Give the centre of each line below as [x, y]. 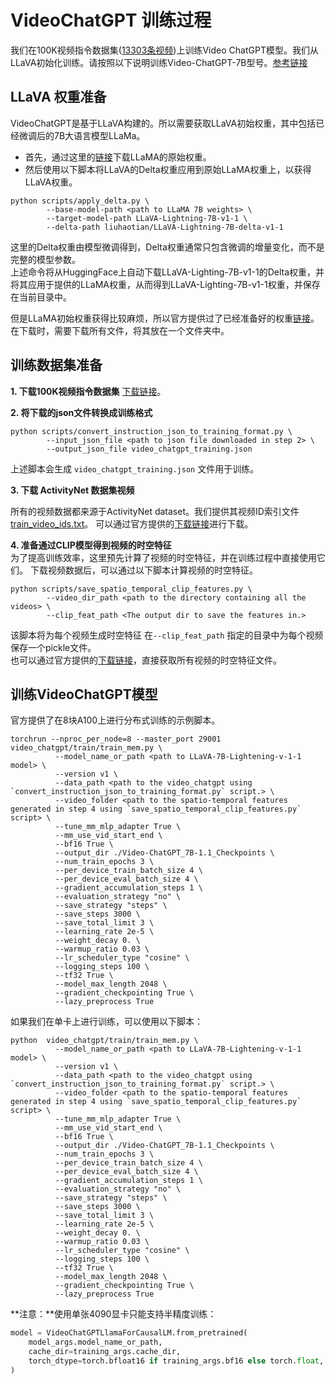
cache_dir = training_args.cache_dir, [105, 1352]
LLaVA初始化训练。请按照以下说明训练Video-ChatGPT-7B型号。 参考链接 [159, 62]
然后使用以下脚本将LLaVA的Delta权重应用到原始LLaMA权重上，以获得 [168, 169]
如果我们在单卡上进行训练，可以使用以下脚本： [106, 1022]
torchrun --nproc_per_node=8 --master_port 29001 [116, 739]
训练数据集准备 [56, 365]
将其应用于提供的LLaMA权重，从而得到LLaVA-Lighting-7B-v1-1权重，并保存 [165, 284]
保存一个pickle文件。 [53, 647]
